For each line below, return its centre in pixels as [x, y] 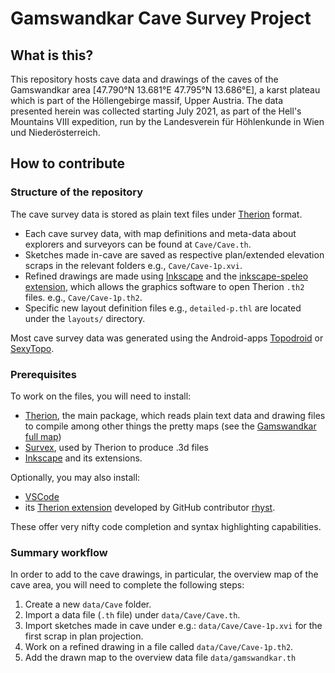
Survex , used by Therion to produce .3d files [116, 447]
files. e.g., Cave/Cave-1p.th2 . [83, 297]
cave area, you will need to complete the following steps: [127, 585]
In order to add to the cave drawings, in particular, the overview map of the [164, 574]
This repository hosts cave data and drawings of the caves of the [144, 79]
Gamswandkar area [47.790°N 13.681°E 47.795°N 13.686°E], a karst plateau [165, 90]
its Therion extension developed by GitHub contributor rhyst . [150, 507]
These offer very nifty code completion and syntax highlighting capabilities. [166, 526]
